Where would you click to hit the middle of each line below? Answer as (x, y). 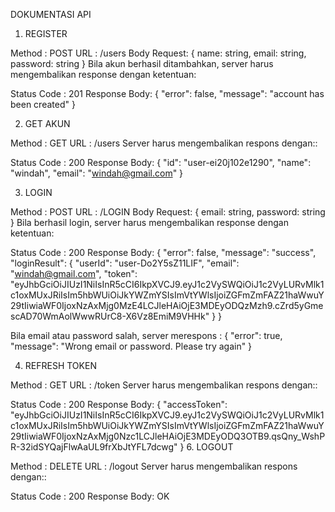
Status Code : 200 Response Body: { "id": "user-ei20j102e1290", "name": (161, 162)
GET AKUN (47, 123)
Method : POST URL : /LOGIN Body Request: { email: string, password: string (168, 212)
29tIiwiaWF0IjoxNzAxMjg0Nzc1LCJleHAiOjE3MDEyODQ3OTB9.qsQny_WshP (168, 436)
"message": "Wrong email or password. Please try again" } (131, 346)
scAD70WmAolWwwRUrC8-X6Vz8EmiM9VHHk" (110, 316)
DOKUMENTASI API (51, 14)
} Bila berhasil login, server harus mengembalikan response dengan (149, 222)
